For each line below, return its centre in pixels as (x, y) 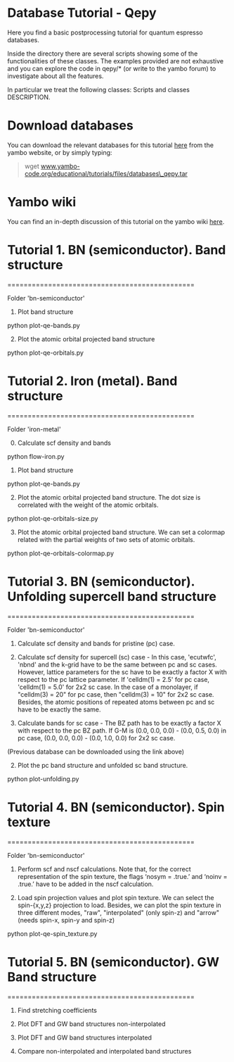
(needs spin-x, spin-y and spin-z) (66, 920)
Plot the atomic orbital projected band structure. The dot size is (109, 497)
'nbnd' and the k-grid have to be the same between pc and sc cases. (117, 664)
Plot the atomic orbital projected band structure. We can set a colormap (121, 532)
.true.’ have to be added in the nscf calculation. (85, 884)
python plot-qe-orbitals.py (46, 353)
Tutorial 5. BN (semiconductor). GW (113, 962)
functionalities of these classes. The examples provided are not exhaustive (115, 61)
